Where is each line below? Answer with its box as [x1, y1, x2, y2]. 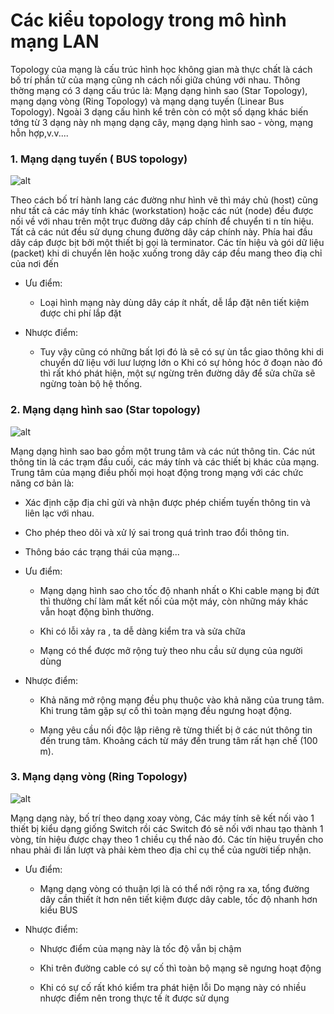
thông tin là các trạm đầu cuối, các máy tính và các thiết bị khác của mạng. [10, 455, 320, 468]
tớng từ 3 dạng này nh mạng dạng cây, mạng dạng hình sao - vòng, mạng [10, 116, 314, 128]
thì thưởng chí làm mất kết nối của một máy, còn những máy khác [39, 595, 309, 607]
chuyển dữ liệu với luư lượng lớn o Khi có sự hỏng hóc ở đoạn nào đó [39, 357, 323, 369]
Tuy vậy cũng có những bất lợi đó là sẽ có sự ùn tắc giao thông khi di [39, 346, 324, 358]
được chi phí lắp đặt [39, 307, 122, 319]
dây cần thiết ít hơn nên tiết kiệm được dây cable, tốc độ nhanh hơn [39, 893, 318, 905]
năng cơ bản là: [10, 477, 75, 489]
